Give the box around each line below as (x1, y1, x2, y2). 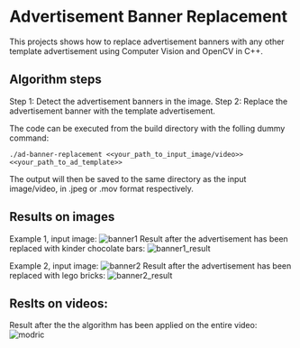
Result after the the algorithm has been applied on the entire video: (9, 320, 258, 331)
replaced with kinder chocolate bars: (9, 243, 146, 253)
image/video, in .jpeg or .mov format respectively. (9, 183, 194, 194)
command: (9, 133, 50, 143)
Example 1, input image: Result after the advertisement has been (9, 233, 288, 244)
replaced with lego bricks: (9, 270, 106, 280)
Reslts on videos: (9, 296, 108, 311)
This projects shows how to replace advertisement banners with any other (9, 36, 286, 47)
